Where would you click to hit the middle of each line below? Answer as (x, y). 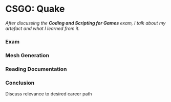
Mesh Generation (27, 55)
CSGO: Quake (35, 9)
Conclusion (20, 83)
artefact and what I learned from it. (42, 28)
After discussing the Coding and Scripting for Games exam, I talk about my (85, 23)
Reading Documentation (36, 69)
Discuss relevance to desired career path (49, 94)
